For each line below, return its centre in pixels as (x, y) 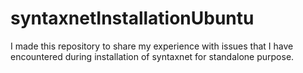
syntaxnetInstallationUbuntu (132, 18)
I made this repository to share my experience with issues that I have (152, 46)
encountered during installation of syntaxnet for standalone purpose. (152, 56)
